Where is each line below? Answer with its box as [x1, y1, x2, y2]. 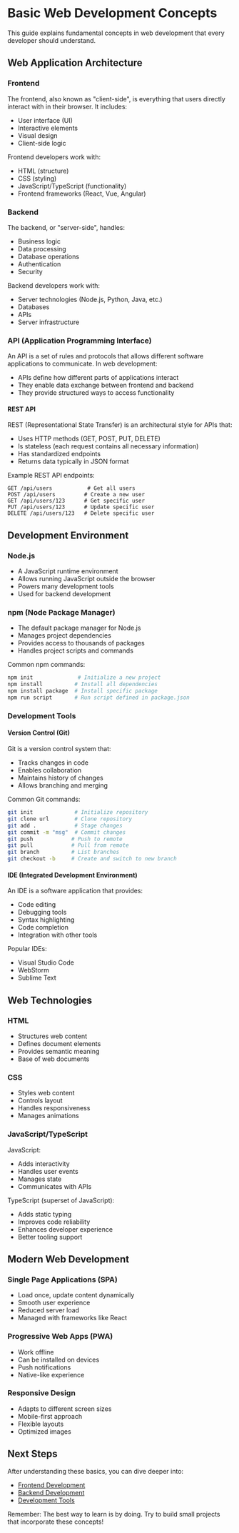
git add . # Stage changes [7, 822, 123, 829]
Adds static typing [17, 1210, 72, 1218]
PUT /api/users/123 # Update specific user [7, 503, 155, 511]
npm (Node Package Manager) [7, 608, 116, 618]
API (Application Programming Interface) [7, 336, 152, 346]
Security [17, 267, 43, 276]
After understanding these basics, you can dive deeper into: [7, 1467, 184, 1475]
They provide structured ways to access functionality [17, 388, 175, 397]
